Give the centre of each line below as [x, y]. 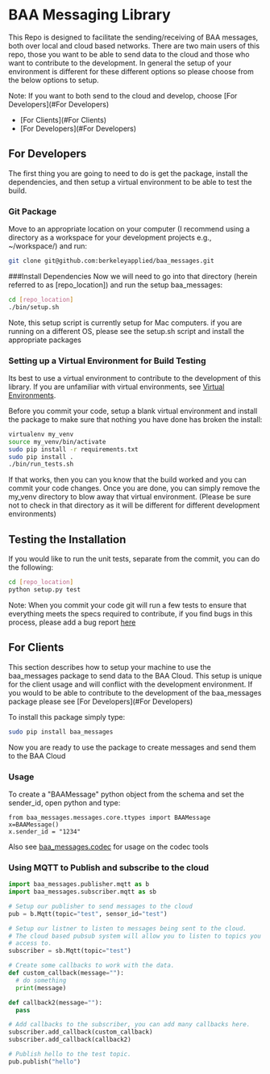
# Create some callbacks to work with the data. [91, 966]
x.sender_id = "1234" [45, 832]
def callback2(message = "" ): [56, 1002]
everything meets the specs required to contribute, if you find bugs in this [131, 613]
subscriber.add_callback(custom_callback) [81, 1032]
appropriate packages [45, 340]
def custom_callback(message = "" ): [66, 973]
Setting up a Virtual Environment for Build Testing [108, 361]
